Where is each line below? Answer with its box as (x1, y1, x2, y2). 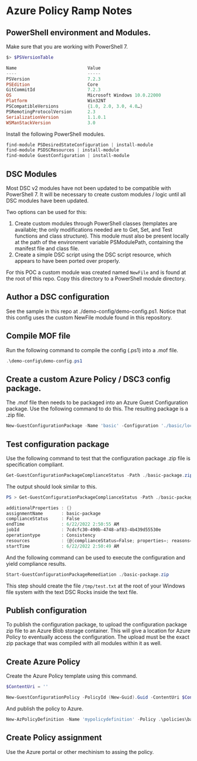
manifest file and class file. (14, 245, 80, 252)
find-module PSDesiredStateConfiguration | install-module (6, 142, 154, 148)
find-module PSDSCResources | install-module (6, 147, 119, 153)
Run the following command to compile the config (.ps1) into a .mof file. (6, 346, 179, 353)
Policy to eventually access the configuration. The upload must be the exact (6, 633, 189, 640)
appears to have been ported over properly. (14, 257, 120, 264)
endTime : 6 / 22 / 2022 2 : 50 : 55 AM (6, 522, 119, 528)
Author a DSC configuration (6, 292, 110, 302)
